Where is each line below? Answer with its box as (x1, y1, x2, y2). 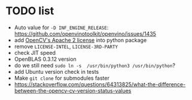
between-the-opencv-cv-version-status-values (14, 87, 132, 94)
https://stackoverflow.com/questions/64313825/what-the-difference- (14, 80, 186, 87)
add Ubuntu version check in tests (14, 68, 99, 75)
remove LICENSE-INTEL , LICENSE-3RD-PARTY (14, 43, 118, 50)
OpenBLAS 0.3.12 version (14, 55, 77, 62)
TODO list (5, 4, 54, 18)
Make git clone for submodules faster (14, 74, 110, 82)
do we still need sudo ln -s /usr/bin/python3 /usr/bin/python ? (14, 61, 176, 69)
